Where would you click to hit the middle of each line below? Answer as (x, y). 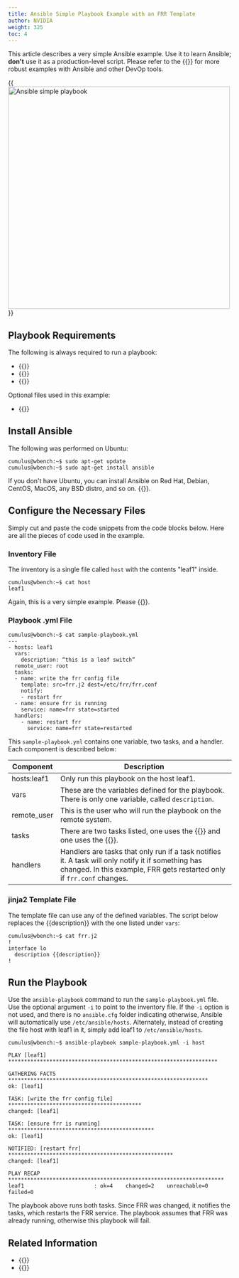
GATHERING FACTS (32, 1074)
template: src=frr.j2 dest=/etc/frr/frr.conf (89, 685)
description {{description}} (57, 954)
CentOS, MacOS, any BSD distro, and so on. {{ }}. (79, 488)
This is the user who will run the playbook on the (141, 810)
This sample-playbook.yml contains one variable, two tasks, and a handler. (116, 741)
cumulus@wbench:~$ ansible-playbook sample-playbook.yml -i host (106, 1043)
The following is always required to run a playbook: (83, 352)
